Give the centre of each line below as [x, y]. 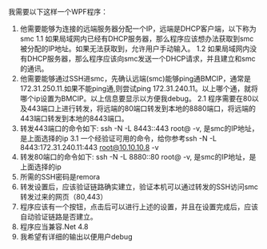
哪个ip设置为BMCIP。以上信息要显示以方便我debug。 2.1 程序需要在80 [136, 99]
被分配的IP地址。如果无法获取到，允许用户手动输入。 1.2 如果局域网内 [135, 49]
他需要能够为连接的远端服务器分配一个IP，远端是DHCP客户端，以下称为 [138, 29]
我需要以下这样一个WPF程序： [58, 12]
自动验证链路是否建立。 [58, 217]
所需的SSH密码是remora [60, 177]
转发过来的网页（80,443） [64, 197]
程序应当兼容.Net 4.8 [54, 227]
